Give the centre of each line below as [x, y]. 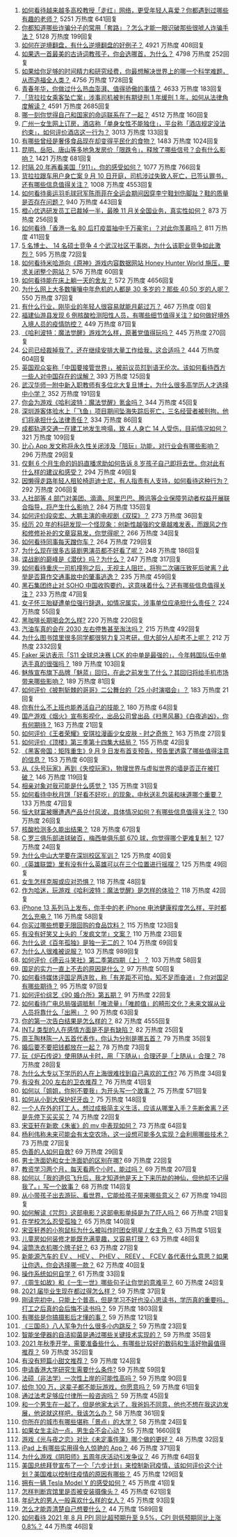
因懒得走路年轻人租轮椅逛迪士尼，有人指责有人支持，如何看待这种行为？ [125, 481]
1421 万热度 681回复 [64, 158]
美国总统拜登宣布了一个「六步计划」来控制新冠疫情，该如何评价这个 [119, 1465]
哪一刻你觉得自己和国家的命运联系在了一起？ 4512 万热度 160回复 [115, 115]
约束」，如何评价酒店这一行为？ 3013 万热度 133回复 [95, 132]
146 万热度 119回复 [62, 777]
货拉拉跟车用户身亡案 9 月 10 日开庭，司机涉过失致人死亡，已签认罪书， [124, 176]
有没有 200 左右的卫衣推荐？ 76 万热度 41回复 [87, 1082]
